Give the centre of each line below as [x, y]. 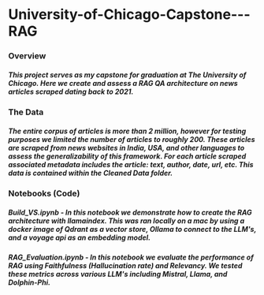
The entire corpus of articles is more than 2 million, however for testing [127, 131]
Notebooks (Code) [44, 193]
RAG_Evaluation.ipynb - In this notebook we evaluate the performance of [131, 257]
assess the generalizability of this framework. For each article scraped [127, 156]
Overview [27, 56]
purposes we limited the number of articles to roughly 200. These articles [132, 139]
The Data [26, 112]
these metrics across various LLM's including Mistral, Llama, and [118, 274]
